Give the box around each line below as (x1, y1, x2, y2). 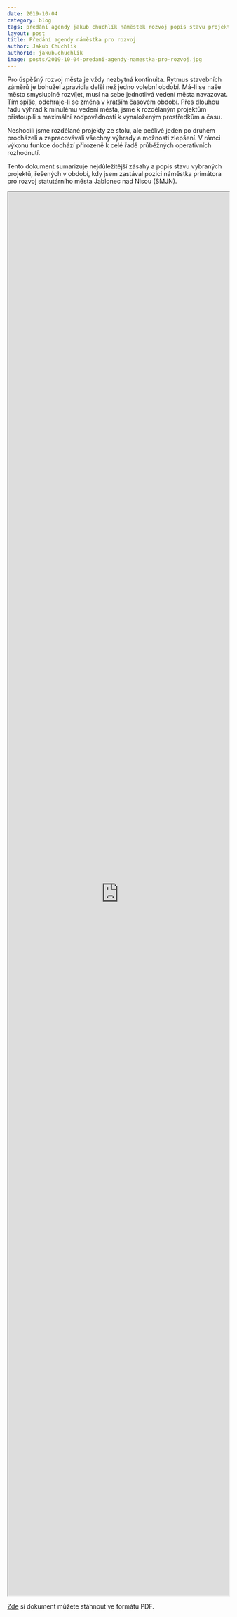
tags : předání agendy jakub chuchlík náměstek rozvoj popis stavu (7, 23, 205, 30)
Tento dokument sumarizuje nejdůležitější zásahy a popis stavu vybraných (7, 162, 222, 171)
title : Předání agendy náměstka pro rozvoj (7, 36, 137, 44)
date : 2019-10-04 (7, 10, 58, 18)
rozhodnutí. (7, 148, 41, 157)
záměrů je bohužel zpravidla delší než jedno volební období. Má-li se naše (7, 82, 222, 91)
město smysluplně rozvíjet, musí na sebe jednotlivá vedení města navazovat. (7, 90, 228, 98)
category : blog (7, 17, 52, 24)
